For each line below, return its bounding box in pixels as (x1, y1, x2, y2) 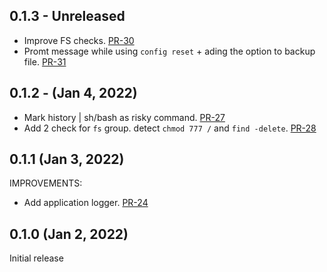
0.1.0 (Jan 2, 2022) (9, 225, 129, 243)
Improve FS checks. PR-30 (23, 34, 135, 46)
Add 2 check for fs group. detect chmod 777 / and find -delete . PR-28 (23, 122, 317, 134)
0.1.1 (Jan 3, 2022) (9, 151, 125, 168)
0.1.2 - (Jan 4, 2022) (9, 85, 138, 102)
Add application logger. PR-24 (23, 197, 149, 209)
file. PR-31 (23, 55, 67, 68)
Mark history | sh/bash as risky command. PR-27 (23, 111, 226, 123)
